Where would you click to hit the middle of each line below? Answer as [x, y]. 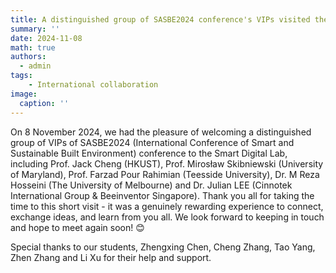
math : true [33, 47]
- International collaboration [93, 85]
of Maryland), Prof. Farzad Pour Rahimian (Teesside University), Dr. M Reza [165, 174]
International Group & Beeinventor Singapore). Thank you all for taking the [162, 195]
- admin [35, 66]
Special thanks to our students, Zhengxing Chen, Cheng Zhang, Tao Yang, [163, 247]
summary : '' [35, 29]
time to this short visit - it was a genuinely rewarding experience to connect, [167, 206]
